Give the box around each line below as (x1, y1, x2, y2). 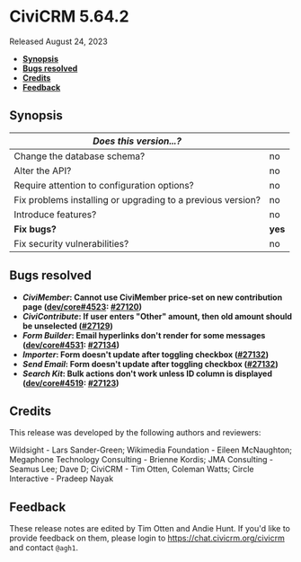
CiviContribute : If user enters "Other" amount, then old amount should (22, 311, 292, 321)
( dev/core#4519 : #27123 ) (22, 377, 120, 388)
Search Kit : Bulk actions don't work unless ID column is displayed (22, 368, 272, 379)
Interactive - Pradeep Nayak (9, 473, 114, 484)
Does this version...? (93, 135, 182, 147)
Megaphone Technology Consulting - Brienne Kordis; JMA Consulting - (9, 454, 274, 465)
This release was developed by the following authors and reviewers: (9, 427, 261, 438)
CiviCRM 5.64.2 (9, 6, 129, 27)
